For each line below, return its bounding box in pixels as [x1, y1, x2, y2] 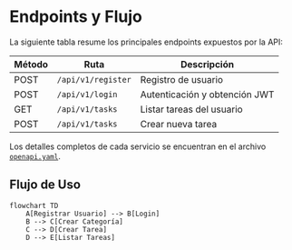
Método [14, 57, 48, 70]
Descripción [180, 57, 234, 70]
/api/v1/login [56, 89, 118, 99]
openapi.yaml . [9, 150, 61, 161]
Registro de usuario [140, 73, 224, 85]
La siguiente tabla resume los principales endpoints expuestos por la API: [9, 36, 284, 47]
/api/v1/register [56, 75, 131, 85]
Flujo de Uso [9, 177, 82, 193]
